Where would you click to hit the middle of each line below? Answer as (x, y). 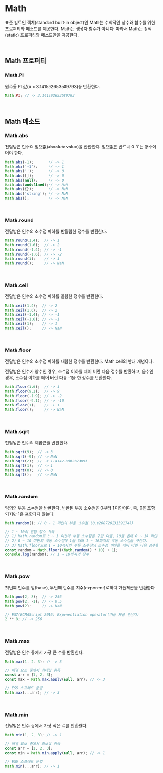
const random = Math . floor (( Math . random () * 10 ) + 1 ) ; (62, 550)
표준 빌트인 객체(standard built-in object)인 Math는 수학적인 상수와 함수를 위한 (80, 22)
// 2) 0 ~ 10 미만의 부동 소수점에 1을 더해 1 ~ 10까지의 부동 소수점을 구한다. (76, 541)
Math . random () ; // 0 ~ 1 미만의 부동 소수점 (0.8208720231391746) (70, 523)
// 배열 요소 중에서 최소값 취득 (33, 744)
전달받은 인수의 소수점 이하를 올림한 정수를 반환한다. (54, 296)
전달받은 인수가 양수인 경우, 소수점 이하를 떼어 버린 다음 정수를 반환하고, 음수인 (79, 372)
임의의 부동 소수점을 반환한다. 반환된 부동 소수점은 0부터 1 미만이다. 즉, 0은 (76, 508)
